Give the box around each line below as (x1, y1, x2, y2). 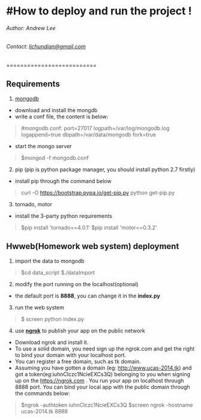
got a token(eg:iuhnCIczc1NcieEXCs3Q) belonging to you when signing (14, 370, 191, 377)
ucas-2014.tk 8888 (20, 407, 68, 415)
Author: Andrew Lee (6, 24, 56, 31)
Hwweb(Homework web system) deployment (6, 241, 179, 251)
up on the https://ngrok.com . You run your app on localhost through (14, 377, 184, 384)
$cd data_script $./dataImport (20, 269, 95, 276)
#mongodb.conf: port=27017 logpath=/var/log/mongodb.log (20, 124, 170, 131)
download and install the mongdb (14, 106, 98, 113)
